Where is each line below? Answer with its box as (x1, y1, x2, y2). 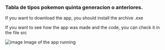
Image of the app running (24, 39, 76, 45)
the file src (5, 30, 27, 36)
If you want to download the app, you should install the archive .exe (5, 15, 143, 21)
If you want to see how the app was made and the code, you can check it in (5, 25, 160, 30)
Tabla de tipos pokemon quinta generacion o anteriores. (5, 4, 143, 11)
